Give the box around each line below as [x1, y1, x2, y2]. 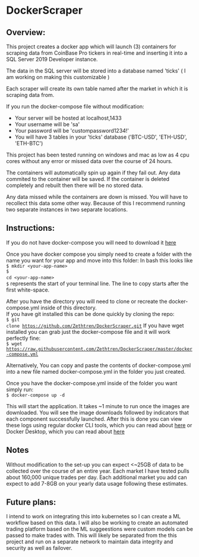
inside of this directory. [40, 304, 97, 311]
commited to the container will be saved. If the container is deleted [6, 176, 170, 182]
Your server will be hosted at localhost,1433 [14, 114, 122, 121]
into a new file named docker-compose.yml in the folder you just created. [6, 368, 186, 375]
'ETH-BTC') [14, 140, 43, 146]
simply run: [6, 386, 34, 393]
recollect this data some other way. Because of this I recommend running [6, 200, 185, 206]
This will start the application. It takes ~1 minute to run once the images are [6, 402, 190, 409]
